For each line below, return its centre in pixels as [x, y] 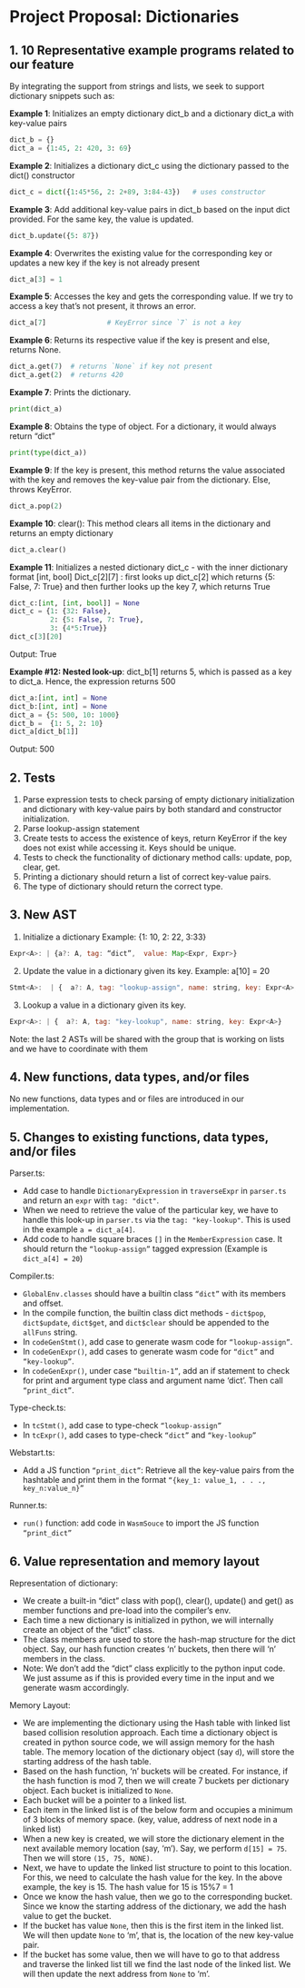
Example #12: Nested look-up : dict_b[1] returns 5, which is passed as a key [151, 671]
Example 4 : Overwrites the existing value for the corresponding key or [141, 253]
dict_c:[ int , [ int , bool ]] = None [75, 603]
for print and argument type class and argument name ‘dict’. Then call [152, 1381]
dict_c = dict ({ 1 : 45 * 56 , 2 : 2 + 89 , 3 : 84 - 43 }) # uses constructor [138, 192]
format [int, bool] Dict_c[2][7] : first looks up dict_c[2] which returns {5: [142, 577]
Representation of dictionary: [64, 1583]
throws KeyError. [41, 489]
